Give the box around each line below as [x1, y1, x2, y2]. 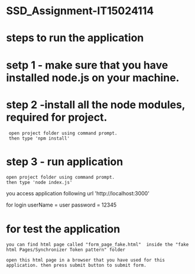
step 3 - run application [6, 155, 123, 168]
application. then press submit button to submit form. [6, 262, 147, 269]
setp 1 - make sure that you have [6, 58, 168, 72]
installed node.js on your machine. [6, 71, 180, 84]
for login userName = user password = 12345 [6, 201, 117, 208]
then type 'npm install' [8, 135, 70, 141]
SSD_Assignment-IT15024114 [6, 4, 154, 18]
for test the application [6, 222, 121, 236]
